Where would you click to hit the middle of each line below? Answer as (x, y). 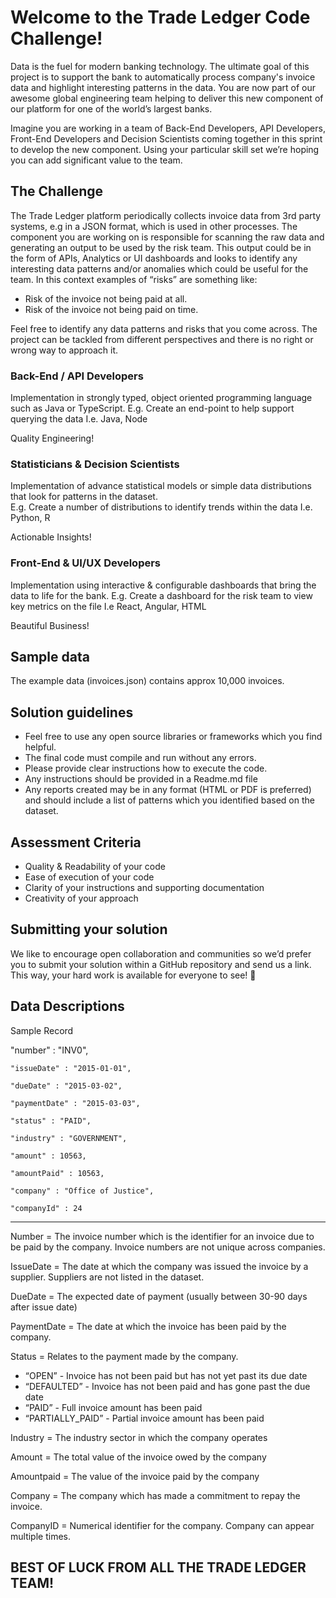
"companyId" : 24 (46, 1208)
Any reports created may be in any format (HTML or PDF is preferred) (168, 790)
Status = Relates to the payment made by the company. (124, 1356)
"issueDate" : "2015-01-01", (71, 1068)
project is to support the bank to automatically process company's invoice (163, 77)
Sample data (50, 657)
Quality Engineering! (52, 438)
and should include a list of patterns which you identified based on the (169, 800)
